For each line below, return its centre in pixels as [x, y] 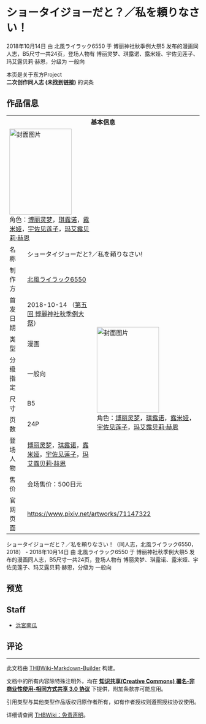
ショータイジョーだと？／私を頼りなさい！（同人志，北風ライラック [92, 544]
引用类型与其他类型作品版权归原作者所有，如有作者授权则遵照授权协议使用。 [103, 702]
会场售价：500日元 [55, 484]
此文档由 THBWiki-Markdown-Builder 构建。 [62, 668]
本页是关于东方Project [34, 74]
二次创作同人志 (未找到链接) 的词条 [50, 82]
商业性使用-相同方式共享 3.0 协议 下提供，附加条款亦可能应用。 [86, 688]
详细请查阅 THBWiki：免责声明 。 [48, 715]
